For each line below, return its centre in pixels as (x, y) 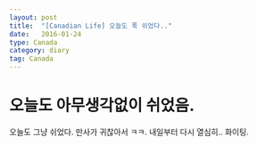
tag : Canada (31, 59)
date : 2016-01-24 (46, 34)
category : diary (39, 51)
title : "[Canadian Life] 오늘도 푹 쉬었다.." (91, 26)
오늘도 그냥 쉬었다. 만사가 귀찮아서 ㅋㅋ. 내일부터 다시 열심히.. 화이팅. (129, 132)
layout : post (33, 17)
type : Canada (33, 42)
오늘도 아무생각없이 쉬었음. (102, 105)
